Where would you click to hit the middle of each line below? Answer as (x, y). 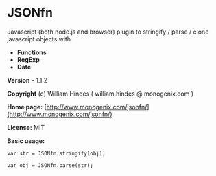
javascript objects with (39, 38)
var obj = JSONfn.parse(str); (50, 165)
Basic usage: (26, 141)
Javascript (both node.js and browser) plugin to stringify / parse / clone (108, 32)
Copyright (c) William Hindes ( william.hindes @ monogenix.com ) (100, 93)
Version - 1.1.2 (27, 80)
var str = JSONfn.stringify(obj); (57, 153)
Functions (32, 52)
